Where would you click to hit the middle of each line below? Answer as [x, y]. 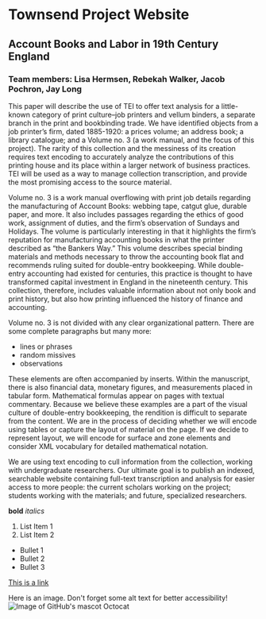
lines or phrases [46, 346]
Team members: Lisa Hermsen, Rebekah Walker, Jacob [117, 79]
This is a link [29, 582]
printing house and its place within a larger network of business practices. [129, 165]
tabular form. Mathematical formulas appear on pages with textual [116, 396]
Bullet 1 [31, 550]
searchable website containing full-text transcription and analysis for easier [132, 478]
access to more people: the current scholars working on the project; [120, 487]
